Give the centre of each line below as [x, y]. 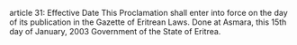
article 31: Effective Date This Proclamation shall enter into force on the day [148, 13]
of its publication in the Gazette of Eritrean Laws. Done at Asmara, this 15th [148, 22]
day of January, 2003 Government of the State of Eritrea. [115, 31]
